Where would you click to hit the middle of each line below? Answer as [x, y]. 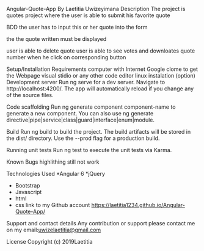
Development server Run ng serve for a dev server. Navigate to [86, 82]
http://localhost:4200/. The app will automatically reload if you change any [100, 89]
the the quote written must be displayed [56, 39]
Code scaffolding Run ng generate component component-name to [91, 107]
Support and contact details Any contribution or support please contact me [101, 223]
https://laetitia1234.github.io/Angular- [138, 205]
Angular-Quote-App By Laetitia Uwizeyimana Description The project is [96, 9]
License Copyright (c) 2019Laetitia [49, 242]
